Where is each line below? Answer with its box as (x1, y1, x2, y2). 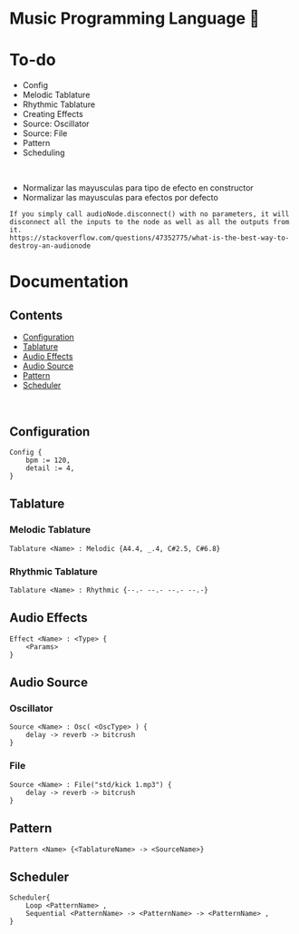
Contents (9, 308, 63, 323)
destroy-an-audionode (9, 241, 92, 251)
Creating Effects (22, 109, 83, 120)
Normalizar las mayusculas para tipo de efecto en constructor (22, 182, 254, 193)
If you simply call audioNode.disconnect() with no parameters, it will (9, 210, 290, 219)
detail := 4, (25, 463, 75, 473)
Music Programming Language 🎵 (9, 8, 260, 29)
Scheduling (22, 147, 65, 158)
